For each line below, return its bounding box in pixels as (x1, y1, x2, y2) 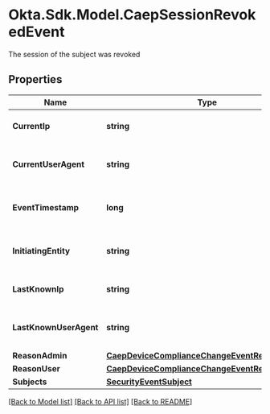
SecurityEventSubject (105, 376, 193, 387)
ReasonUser (12, 362, 60, 374)
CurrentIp (12, 120, 51, 131)
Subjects (12, 376, 47, 387)
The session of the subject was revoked (8, 49, 141, 59)
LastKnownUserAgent (12, 321, 99, 333)
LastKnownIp (12, 284, 64, 295)
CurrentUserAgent (12, 159, 85, 170)
